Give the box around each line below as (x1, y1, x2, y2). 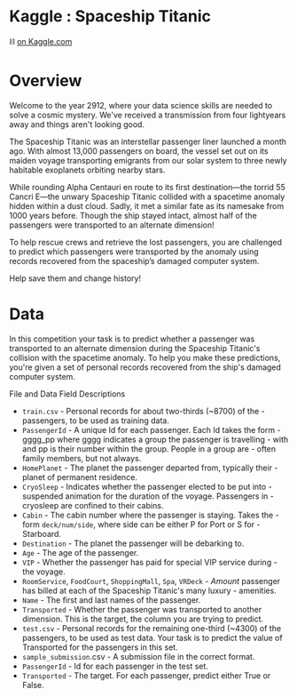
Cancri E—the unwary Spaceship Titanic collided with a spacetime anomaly (9, 191, 285, 202)
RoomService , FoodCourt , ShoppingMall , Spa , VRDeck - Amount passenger (21, 575, 281, 586)
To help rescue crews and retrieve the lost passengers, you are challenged (9, 236, 282, 247)
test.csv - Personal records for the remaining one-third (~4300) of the (21, 622, 282, 633)
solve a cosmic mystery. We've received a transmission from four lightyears (9, 109, 286, 120)
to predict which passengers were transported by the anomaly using (9, 246, 259, 257)
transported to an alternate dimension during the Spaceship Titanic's (9, 342, 261, 353)
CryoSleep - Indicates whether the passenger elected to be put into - (21, 481, 272, 492)
